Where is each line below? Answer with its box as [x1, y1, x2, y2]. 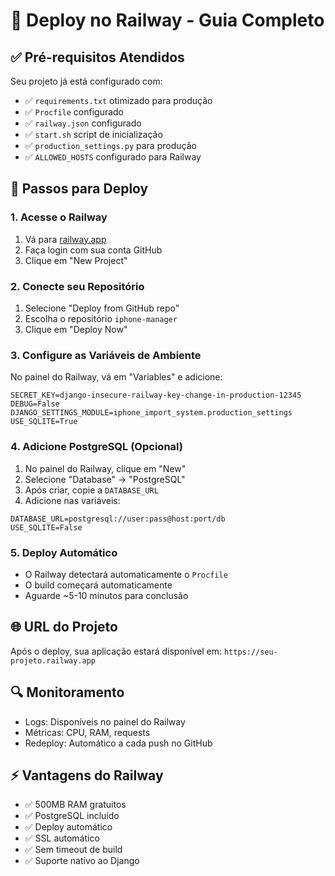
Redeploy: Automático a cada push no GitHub [24, 737, 213, 749]
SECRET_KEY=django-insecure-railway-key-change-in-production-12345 [10, 390, 302, 401]
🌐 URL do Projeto [10, 619, 118, 636]
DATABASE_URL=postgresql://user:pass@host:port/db [10, 514, 226, 524]
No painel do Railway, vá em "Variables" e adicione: [10, 371, 223, 383]
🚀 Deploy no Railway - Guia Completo [10, 9, 325, 32]
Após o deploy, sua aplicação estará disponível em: [10, 645, 222, 657]
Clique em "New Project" [24, 254, 128, 266]
